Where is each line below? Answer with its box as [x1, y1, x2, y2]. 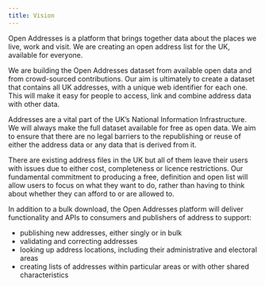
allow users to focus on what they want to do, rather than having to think [8, 180, 245, 190]
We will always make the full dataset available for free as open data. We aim [8, 123, 256, 132]
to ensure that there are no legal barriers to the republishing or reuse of [8, 132, 242, 141]
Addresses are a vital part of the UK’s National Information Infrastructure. [8, 114, 248, 124]
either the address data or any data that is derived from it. [8, 139, 197, 149]
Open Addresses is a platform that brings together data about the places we [8, 33, 257, 43]
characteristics [19, 270, 69, 280]
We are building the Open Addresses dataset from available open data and [8, 65, 252, 75]
